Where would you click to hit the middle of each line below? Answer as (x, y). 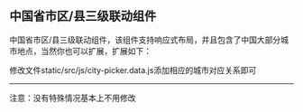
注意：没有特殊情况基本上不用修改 (73, 98)
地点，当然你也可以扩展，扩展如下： (84, 51)
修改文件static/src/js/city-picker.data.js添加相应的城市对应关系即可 (133, 70)
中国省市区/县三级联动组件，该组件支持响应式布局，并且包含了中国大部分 (145, 40)
